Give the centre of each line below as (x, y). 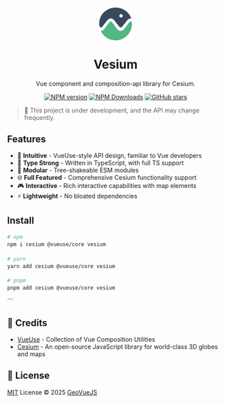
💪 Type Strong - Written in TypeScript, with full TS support (100, 163)
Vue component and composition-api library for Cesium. (116, 83)
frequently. (39, 117)
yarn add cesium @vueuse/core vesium (61, 266)
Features (26, 139)
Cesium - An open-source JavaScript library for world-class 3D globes (117, 347)
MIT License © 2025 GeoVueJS (52, 392)
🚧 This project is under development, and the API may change (111, 110)
